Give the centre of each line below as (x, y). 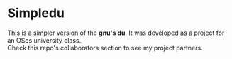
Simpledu (36, 13)
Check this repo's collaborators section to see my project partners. (105, 48)
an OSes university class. (44, 40)
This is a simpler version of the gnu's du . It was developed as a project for (116, 33)
